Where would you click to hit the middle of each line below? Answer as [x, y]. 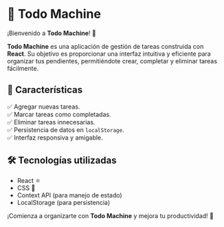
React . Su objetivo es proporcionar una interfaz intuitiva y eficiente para [109, 54]
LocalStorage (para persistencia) [64, 202]
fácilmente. [23, 68]
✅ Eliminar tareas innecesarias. [51, 122]
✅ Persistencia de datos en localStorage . [66, 129]
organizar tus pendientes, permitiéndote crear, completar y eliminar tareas [112, 61]
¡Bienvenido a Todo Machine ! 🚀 [52, 33]
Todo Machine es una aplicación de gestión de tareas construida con [105, 46]
